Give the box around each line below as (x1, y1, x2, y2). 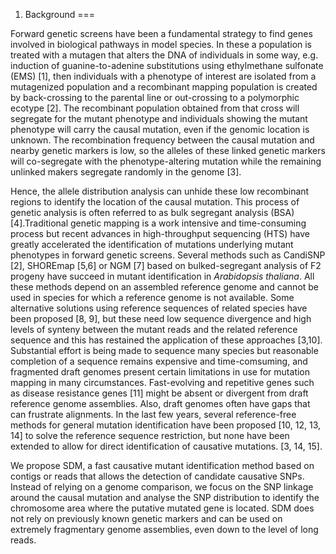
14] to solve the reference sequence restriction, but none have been (10, 430, 290, 441)
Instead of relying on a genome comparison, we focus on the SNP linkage (10, 481, 314, 493)
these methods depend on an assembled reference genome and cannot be (10, 281, 320, 293)
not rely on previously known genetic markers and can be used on (10, 513, 283, 524)
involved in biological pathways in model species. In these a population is (10, 39, 313, 50)
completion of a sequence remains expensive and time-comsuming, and (10, 355, 308, 367)
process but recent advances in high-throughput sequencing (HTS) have (10, 228, 310, 239)
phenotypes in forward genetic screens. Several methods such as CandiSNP (10, 249, 326, 261)
